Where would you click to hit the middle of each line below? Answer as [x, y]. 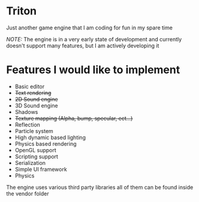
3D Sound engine [36, 105]
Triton [22, 11]
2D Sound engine [36, 99]
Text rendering [33, 93]
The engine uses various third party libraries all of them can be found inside [100, 187]
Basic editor [30, 86]
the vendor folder [28, 194]
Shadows [26, 111]
